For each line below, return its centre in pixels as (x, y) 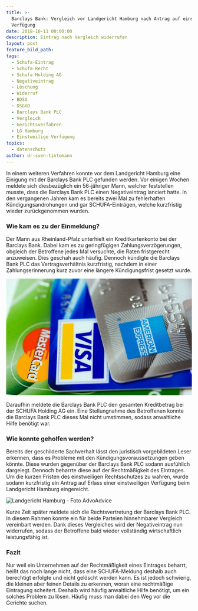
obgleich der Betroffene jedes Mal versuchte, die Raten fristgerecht (88, 251)
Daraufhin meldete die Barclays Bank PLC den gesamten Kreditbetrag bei (95, 404)
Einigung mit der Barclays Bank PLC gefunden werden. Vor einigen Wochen (98, 179)
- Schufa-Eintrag (33, 62)
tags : (13, 56)
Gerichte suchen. (27, 603)
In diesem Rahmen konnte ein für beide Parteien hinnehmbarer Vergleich (94, 518)
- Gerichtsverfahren (37, 125)
